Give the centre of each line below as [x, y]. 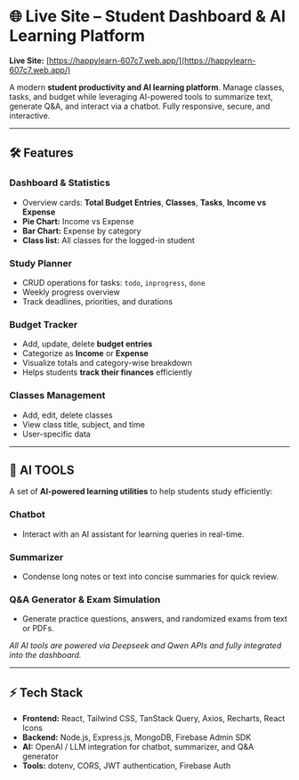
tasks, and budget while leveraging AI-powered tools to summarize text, [141, 96]
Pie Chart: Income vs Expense [78, 221]
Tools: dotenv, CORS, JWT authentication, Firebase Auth [126, 766]
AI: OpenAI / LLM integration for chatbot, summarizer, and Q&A [138, 747]
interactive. [30, 115]
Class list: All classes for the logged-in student [109, 240]
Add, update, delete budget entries [87, 344]
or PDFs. [38, 629]
